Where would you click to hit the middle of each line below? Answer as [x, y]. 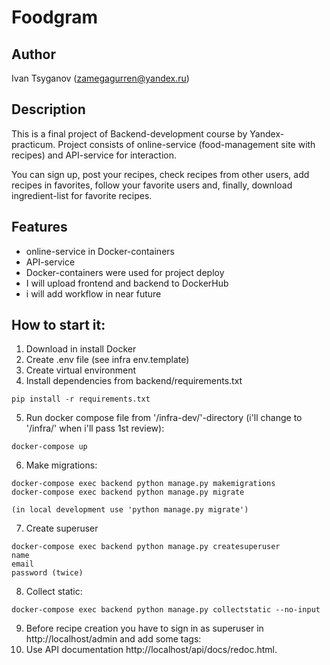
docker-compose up [49, 447]
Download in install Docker [81, 349]
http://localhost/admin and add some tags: [113, 639]
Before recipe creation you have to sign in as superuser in [144, 628]
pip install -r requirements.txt [81, 399]
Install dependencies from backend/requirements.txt [134, 381]
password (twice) [47, 573]
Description [48, 109]
